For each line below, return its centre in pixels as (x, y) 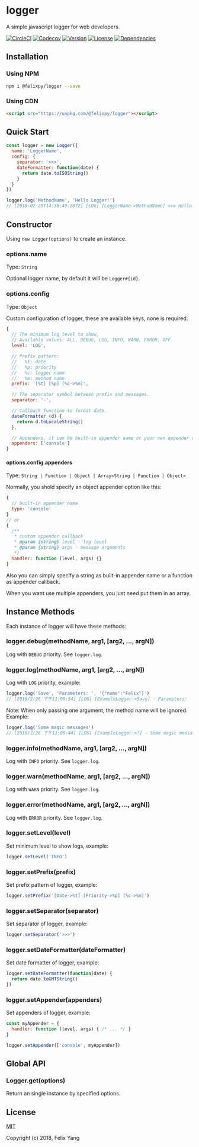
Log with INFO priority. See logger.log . (53, 761)
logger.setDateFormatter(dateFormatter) (66, 950)
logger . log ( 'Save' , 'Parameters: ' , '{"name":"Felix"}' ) (78, 694)
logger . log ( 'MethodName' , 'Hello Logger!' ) (61, 200)
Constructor (29, 224)
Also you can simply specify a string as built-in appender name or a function (99, 575)
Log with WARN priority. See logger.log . (53, 790)
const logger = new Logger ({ (42, 146)
